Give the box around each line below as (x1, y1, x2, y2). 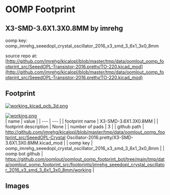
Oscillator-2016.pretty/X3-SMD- (66, 134, 134, 140)
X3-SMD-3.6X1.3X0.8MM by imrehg (5, 24, 124, 33)
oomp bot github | (5, 151, 43, 157)
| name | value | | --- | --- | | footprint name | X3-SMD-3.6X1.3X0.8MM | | (5, 118, 158, 124)
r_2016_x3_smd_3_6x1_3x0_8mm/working (5, 167, 92, 173)
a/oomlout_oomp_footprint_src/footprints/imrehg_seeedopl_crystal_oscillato (5, 161, 165, 167)
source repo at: (5, 53, 37, 59)
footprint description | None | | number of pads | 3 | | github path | (5, 124, 144, 130)
